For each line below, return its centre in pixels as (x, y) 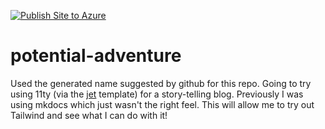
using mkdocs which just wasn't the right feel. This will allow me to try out (162, 104)
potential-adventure (96, 56)
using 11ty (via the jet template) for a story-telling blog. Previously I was (157, 94)
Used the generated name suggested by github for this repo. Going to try (161, 83)
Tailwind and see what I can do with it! (89, 115)
